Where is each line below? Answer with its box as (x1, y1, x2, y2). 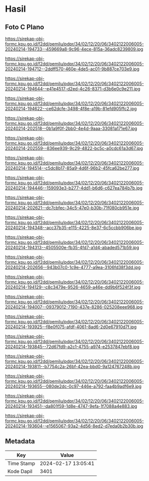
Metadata (5, 437, 35, 445)
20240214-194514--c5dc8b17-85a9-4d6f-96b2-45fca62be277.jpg (5, 165, 140, 171)
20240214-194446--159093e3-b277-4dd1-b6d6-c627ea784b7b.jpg (5, 185, 143, 191)
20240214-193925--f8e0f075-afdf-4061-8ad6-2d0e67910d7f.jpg (5, 324, 137, 330)
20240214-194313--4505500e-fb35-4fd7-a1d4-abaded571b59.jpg (5, 245, 140, 250)
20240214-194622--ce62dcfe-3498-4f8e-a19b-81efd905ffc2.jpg (5, 106, 137, 111)
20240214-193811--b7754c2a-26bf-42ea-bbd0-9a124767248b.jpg (5, 364, 140, 369)
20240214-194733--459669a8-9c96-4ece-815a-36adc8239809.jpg (5, 46, 144, 52)
